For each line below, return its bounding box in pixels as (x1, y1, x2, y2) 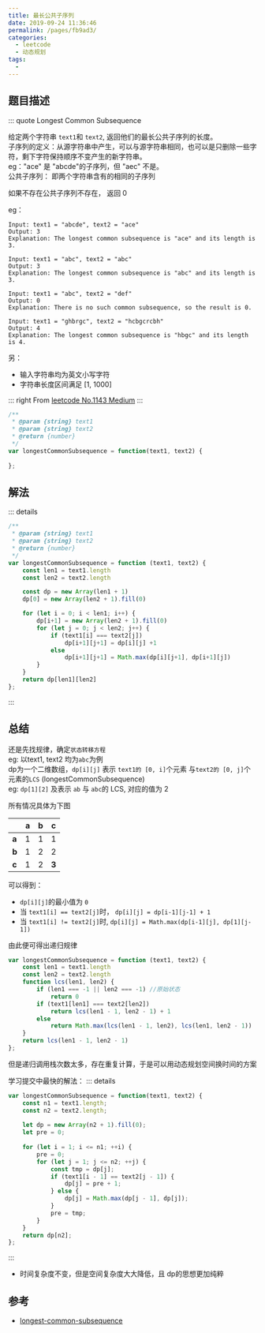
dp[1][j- (222, 918, 252, 926)
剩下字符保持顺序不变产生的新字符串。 (21, 152, 147, 161)
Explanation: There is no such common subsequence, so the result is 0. (8, 303, 252, 312)
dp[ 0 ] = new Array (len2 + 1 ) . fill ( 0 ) (22, 595, 147, 604)
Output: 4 (8, 324, 41, 332)
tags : (8, 56, 26, 64)
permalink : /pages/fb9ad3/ (8, 26, 97, 34)
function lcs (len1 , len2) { (22, 978, 114, 987)
